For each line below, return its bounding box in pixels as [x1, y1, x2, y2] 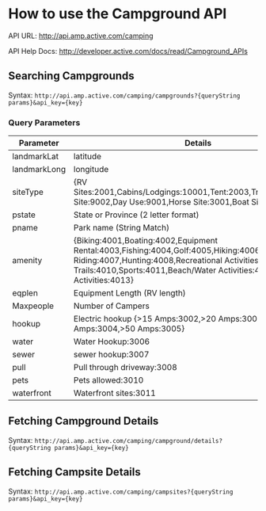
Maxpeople [12, 300, 54, 311]
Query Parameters [8, 116, 81, 128]
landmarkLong [12, 164, 66, 175]
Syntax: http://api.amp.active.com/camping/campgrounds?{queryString [8, 90, 241, 100]
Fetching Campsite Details [8, 465, 141, 479]
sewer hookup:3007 [74, 349, 150, 360]
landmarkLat [12, 151, 59, 162]
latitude [74, 151, 101, 162]
